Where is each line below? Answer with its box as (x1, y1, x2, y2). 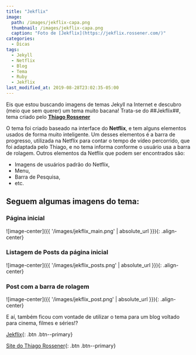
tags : (6, 47, 19, 53)
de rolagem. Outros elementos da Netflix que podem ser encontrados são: (6, 149, 185, 156)
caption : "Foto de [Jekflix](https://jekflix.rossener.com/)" (11, 30, 166, 36)
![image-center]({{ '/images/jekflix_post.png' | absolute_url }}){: (6, 296, 160, 303)
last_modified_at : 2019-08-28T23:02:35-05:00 (6, 85, 119, 91)
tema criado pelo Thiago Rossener (6, 113, 91, 120)
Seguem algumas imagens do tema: (6, 197, 139, 207)
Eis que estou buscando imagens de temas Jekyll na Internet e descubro (6, 101, 181, 108)
